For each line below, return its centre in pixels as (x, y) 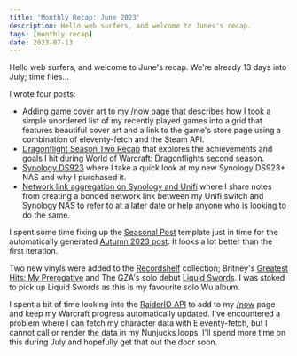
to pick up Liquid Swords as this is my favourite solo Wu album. (125, 287)
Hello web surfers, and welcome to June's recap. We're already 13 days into (148, 67)
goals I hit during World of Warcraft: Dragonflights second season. (143, 158)
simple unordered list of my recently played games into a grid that (142, 121)
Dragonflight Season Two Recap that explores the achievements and (147, 149)
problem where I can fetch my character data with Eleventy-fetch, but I (138, 323)
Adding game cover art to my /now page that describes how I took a (146, 111)
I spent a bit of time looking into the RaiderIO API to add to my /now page (142, 305)
